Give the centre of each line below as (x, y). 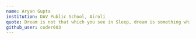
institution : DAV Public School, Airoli (56, 17)
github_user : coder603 (34, 27)
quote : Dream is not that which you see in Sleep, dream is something (94, 22)
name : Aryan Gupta (28, 11)
